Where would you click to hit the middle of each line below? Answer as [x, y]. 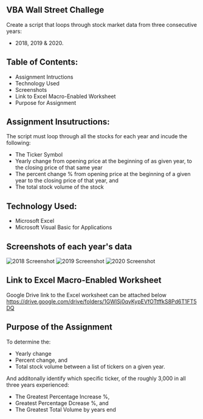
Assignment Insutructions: [58, 122]
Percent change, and [41, 360]
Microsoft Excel [35, 221]
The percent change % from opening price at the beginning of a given [103, 174]
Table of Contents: [42, 62]
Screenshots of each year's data [69, 246]
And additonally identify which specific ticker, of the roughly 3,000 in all [96, 378]
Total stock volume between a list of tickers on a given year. [90, 366]
